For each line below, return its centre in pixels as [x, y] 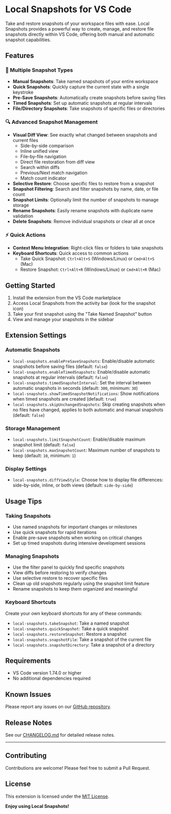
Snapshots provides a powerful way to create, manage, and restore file [80, 29]
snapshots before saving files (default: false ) [60, 366]
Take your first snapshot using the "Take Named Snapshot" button [82, 314]
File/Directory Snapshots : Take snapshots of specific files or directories [89, 108]
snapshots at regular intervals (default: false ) [60, 377]
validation [23, 216]
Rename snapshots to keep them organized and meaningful [75, 589]
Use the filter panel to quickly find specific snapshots [68, 567]
